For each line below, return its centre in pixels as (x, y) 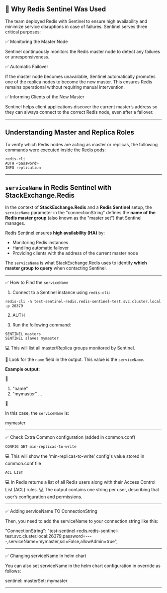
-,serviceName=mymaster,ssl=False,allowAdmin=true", (61, 542)
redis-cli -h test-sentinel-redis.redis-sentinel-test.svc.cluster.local (83, 302)
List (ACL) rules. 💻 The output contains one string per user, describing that (82, 490)
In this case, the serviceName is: (37, 413)
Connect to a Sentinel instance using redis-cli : (61, 293)
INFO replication (23, 168)
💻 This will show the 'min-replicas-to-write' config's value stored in (75, 456)
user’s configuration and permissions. (44, 497)
